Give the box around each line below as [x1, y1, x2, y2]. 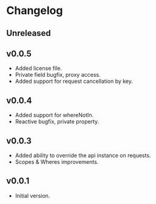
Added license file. [15, 65, 63, 72]
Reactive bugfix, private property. [15, 118, 99, 125]
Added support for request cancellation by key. [15, 77, 134, 85]
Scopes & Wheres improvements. [15, 158, 99, 166]
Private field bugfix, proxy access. [15, 71, 101, 79]
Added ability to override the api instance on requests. [15, 152, 151, 159]
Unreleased [6, 28, 52, 38]
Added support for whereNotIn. [15, 111, 94, 119]
